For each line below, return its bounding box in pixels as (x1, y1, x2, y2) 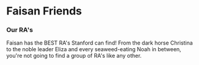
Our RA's (6, 26, 33, 34)
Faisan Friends (6, 4, 82, 18)
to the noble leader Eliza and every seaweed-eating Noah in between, (6, 46, 181, 53)
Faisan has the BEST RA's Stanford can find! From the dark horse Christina (6, 39, 193, 46)
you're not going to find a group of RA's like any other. (6, 52, 142, 60)
